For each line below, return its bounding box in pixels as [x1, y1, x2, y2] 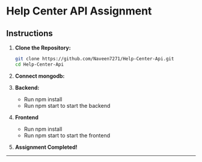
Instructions [6, 28, 53, 39]
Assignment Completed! [14, 143, 78, 151]
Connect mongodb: [14, 72, 65, 79]
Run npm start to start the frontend [23, 131, 111, 139]
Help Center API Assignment [6, 4, 152, 18]
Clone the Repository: [14, 44, 71, 51]
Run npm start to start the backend [23, 102, 111, 109]
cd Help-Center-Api [14, 61, 64, 67]
